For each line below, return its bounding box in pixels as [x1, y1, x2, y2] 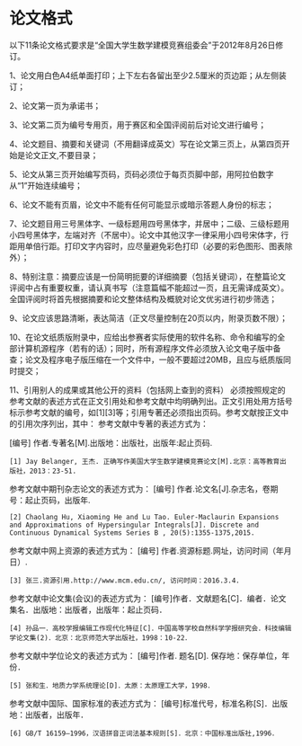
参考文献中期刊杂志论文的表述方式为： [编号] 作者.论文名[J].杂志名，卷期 [9, 483, 279, 494]
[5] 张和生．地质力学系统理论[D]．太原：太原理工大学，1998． [9, 680, 215, 690]
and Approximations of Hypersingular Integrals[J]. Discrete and [9, 520, 259, 529]
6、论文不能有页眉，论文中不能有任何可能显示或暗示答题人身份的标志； [9, 199, 274, 209]
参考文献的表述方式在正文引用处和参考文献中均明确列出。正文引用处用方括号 [9, 395, 293, 406]
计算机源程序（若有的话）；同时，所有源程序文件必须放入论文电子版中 [16, 342, 273, 353]
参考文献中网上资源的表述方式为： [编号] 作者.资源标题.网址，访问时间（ [9, 545, 277, 555]
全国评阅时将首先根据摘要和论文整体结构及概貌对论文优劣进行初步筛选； [9, 293, 277, 304]
